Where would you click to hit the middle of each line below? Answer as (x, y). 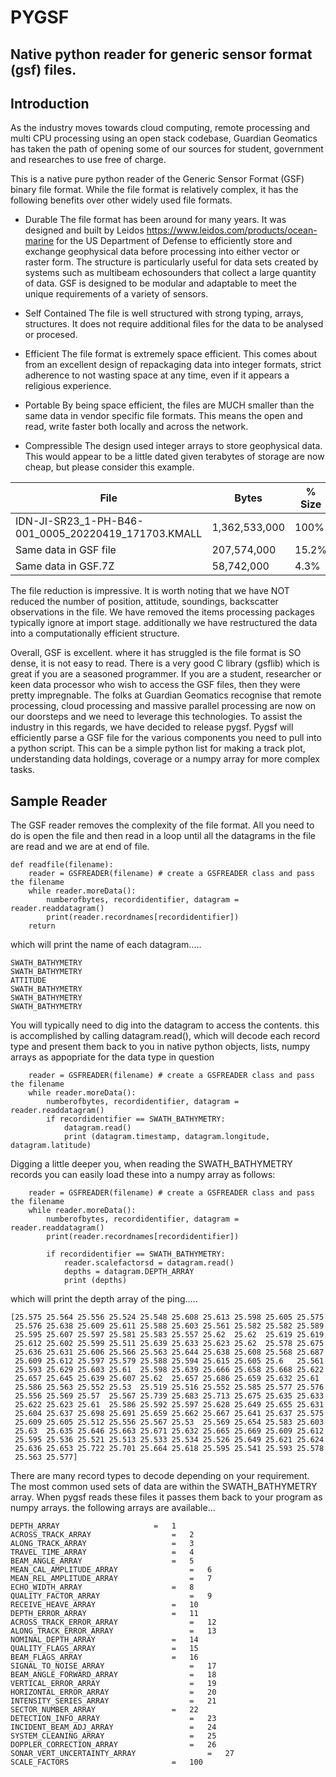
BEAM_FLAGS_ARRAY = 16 (104, 1657)
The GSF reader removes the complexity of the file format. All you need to (162, 825)
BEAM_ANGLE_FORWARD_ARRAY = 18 (113, 1675)
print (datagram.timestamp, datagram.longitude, (167, 1137)
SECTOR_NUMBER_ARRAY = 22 (104, 1710)
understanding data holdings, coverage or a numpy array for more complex (165, 759)
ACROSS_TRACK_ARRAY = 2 (102, 1535)
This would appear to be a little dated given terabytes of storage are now (174, 457)
